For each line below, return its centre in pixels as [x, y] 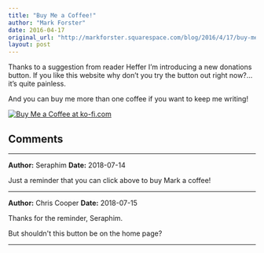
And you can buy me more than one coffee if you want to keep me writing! [128, 99]
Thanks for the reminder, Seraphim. [66, 218]
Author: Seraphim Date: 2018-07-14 [67, 165]
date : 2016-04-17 [37, 30]
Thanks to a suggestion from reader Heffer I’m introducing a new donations [130, 67]
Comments [36, 139]
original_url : [31, 37]
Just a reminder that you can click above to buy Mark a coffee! [110, 180]
